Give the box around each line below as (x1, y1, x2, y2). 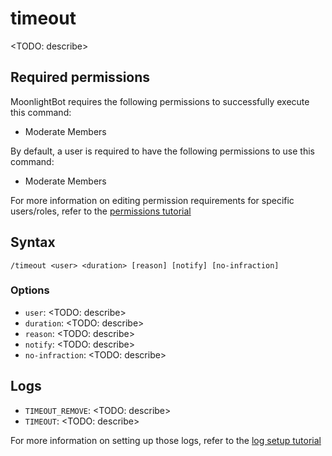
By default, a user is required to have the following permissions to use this (10, 145, 315, 157)
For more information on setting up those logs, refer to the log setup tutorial (10, 434, 322, 446)
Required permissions (10, 69, 151, 86)
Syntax (10, 234, 56, 251)
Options (10, 283, 50, 297)
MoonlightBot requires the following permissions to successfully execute (10, 95, 310, 107)
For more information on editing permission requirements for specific (10, 194, 295, 206)
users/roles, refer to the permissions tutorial (10, 205, 192, 217)
